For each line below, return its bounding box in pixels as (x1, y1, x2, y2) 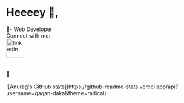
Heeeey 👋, (6, 5, 59, 19)
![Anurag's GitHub (6, 83, 51, 90)
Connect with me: (6, 32, 50, 39)
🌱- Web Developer (6, 25, 53, 33)
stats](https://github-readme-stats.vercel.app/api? (52, 83, 179, 90)
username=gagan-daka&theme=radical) (6, 89, 107, 96)
